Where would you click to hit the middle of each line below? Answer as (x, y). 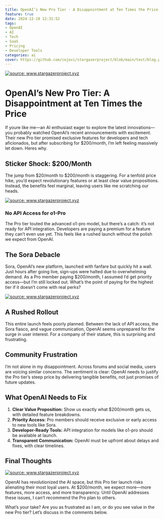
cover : (12, 60)
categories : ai (20, 55)
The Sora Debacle (33, 255)
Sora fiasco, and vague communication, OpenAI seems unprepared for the (80, 329)
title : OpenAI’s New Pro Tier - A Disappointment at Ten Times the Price (82, 10)
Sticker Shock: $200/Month (48, 163)
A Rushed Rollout (32, 312)
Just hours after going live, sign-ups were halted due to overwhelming (76, 272)
